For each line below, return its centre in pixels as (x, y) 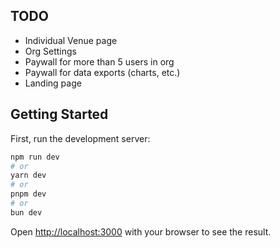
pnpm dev (28, 194)
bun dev (26, 212)
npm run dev (35, 157)
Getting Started (59, 114)
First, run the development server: (80, 138)
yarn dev (28, 175)
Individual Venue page (71, 40)
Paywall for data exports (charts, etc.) (102, 72)
